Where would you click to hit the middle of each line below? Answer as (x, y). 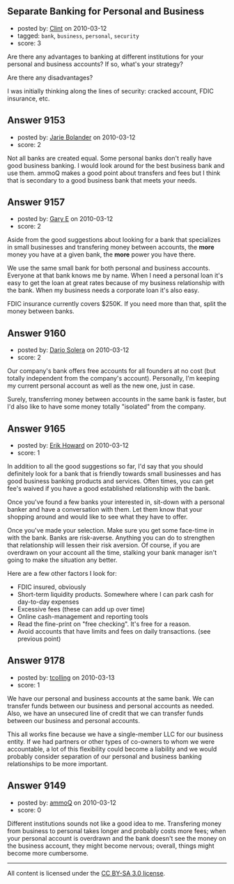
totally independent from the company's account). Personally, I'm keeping (113, 379)
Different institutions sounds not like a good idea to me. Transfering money (114, 823)
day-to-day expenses (48, 602)
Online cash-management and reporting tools (83, 617)
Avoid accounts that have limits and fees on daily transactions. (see (114, 632)
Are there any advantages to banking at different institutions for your (106, 56)
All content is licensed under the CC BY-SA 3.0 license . (86, 873)
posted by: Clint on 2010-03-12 (62, 28)
